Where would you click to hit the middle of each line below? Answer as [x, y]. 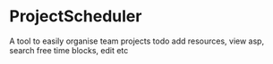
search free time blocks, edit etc [69, 50]
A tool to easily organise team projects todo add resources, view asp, [137, 41]
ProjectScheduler [76, 16]
